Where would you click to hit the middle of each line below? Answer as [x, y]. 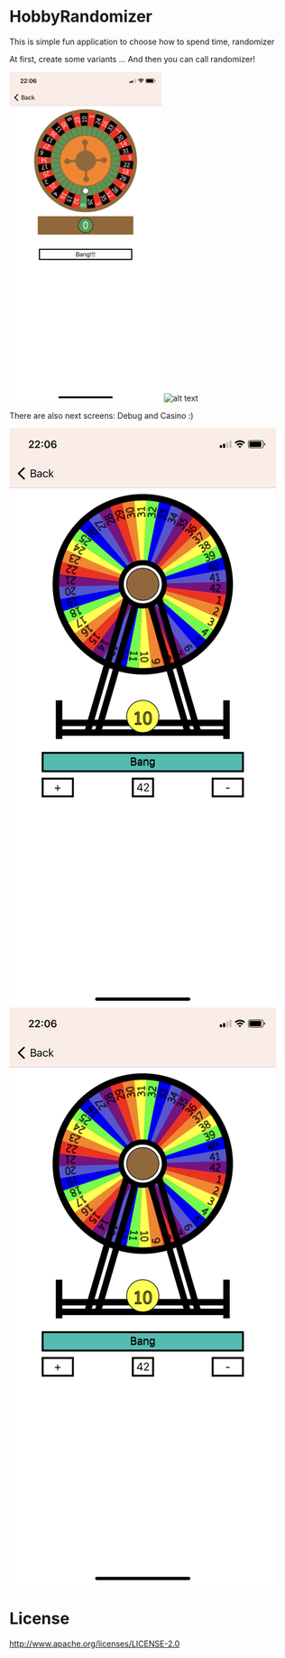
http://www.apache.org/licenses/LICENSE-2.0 [95, 1644]
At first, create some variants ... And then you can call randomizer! [132, 59]
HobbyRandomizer [81, 17]
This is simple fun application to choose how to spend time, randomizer [142, 42]
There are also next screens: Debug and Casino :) [101, 415]
